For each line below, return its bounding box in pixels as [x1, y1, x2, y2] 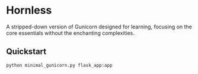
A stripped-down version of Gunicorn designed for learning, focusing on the [6, 23, 193, 30]
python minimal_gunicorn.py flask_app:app [6, 62, 113, 68]
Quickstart [6, 47, 47, 57]
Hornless [6, 4, 52, 17]
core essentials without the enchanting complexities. [6, 29, 135, 36]
